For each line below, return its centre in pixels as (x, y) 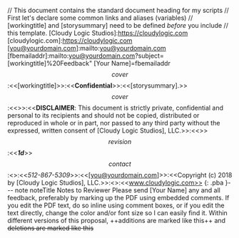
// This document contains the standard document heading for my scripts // (118, 10)
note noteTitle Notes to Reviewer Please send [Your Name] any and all (118, 190)
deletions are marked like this (51, 228)
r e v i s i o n (120, 141)
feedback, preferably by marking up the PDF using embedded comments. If (118, 198)
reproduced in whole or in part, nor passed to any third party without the (114, 123)
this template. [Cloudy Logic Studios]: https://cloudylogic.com (98, 33)
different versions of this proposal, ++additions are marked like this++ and (117, 221)
